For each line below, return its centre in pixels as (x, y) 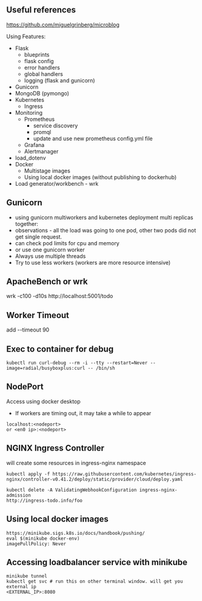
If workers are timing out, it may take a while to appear (83, 413)
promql (42, 132)
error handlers (42, 67)
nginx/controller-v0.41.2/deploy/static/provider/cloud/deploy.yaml (95, 479)
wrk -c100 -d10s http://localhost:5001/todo (60, 296)
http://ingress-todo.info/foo (45, 500)
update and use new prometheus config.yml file (93, 138)
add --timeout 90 (28, 330)
